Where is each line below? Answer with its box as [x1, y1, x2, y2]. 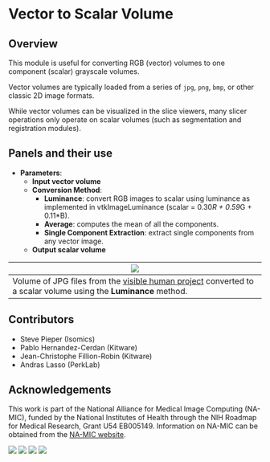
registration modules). [8, 124, 82, 133]
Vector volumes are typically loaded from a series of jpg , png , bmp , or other [8, 82, 255, 92]
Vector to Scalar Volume [8, 5, 174, 23]
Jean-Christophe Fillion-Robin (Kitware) [19, 351, 153, 361]
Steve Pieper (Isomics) [19, 334, 96, 344]
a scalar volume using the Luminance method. [12, 285, 188, 296]
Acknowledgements [8, 383, 112, 397]
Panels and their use [8, 146, 112, 161]
